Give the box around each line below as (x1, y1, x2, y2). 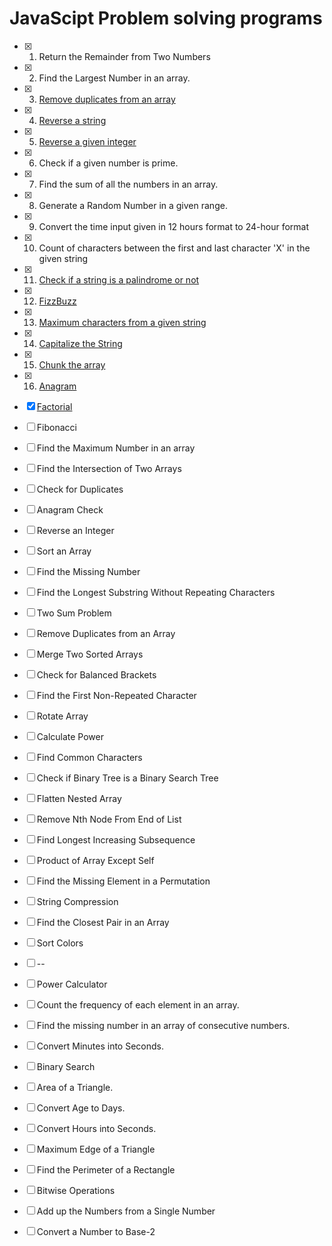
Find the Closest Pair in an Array (36, 916, 170, 928)
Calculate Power (36, 730, 104, 742)
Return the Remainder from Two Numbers (38, 50, 211, 62)
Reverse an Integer (36, 524, 115, 536)
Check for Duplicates (36, 483, 124, 495)
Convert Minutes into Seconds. (36, 1040, 165, 1052)
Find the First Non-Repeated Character (36, 689, 197, 701)
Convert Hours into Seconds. (36, 1122, 157, 1134)
